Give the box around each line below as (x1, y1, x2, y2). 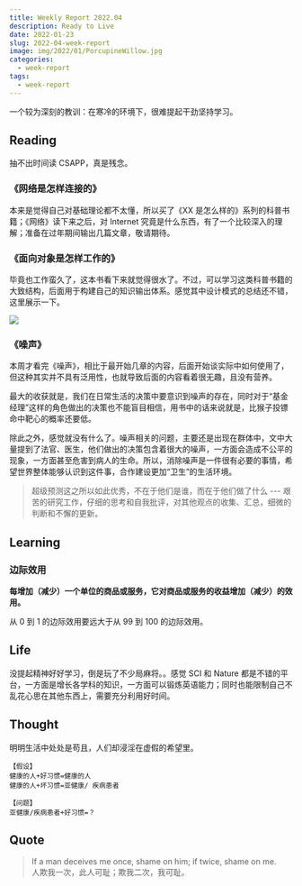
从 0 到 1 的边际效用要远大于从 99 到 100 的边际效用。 (9, 617, 209, 627)
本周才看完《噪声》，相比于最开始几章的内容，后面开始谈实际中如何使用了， (9, 361, 289, 371)
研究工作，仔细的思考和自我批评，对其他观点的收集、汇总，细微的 (47, 497, 292, 507)
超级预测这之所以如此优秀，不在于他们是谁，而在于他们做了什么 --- (31, 486, 281, 497)
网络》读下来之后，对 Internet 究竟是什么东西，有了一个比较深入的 (28, 215, 276, 226)
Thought (9, 717, 59, 733)
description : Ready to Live (9, 22, 115, 31)
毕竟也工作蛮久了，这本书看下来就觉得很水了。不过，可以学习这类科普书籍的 (9, 274, 293, 285)
